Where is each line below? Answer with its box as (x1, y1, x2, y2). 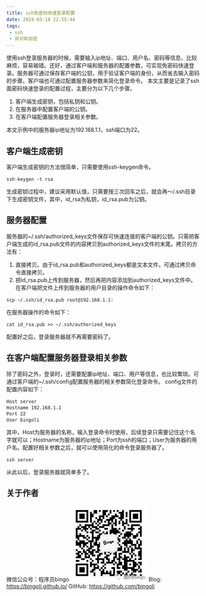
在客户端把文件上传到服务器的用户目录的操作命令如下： (15, 284, 155, 291)
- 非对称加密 (9, 36, 38, 42)
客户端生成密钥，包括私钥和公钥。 (15, 98, 102, 105)
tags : (6, 23, 20, 29)
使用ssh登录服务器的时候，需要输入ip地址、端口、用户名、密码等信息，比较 (6, 54, 197, 61)
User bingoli (6, 417, 40, 423)
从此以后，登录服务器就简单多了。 (6, 468, 93, 475)
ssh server (6, 457, 34, 463)
